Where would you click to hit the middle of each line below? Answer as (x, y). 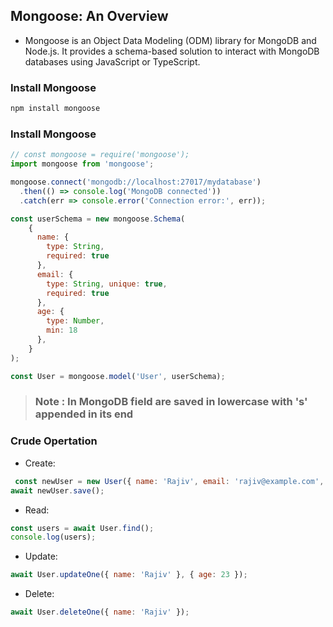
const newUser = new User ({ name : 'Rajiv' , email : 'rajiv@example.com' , (169, 481)
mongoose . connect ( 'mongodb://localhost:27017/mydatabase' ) (136, 182)
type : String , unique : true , (107, 284)
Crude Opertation (54, 441)
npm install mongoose (55, 109)
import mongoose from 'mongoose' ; (82, 164)
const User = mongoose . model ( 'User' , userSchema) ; (118, 376)
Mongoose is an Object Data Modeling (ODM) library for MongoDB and (170, 40)
